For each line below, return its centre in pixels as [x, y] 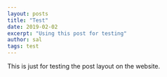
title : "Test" [28, 20]
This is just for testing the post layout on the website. [84, 66]
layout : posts [28, 14]
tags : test [23, 46]
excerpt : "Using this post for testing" [67, 33]
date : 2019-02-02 [33, 27]
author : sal [25, 40]
